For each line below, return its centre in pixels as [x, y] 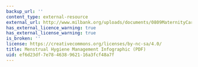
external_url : [24, 22]
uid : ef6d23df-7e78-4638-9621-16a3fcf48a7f [60, 55]
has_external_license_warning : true [51, 33]
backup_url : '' [25, 11]
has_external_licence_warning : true [51, 28]
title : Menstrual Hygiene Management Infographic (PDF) [76, 50]
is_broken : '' [24, 38]
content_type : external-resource [47, 17]
